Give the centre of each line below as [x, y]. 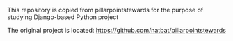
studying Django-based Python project [63, 17]
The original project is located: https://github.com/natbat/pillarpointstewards [116, 30]
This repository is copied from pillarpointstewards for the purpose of [105, 10]
